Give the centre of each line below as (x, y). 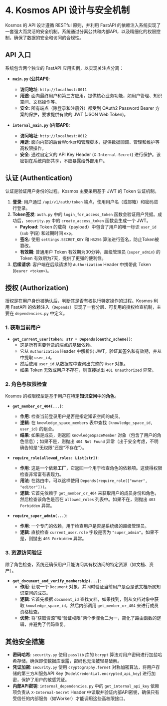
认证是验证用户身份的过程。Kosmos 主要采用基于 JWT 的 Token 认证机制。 (82, 191)
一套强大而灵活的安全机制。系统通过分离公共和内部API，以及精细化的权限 (81, 31)
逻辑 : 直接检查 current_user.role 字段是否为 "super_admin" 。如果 (87, 532)
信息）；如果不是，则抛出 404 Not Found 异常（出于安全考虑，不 (89, 441)
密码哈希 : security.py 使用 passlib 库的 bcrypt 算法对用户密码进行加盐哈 (87, 655)
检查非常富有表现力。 (42, 474)
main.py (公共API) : (31, 79)
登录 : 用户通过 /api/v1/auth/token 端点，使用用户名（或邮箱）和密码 (83, 201)
